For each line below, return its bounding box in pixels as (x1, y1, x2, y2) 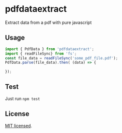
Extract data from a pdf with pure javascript (5, 19, 92, 25)
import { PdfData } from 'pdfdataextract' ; (5, 46, 94, 52)
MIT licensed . (5, 123, 32, 129)
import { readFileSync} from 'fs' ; (5, 51, 77, 56)
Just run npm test (5, 95, 40, 101)
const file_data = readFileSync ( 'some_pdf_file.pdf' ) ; (5, 56, 118, 60)
